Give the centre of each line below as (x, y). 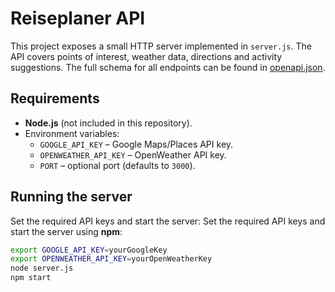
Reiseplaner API (78, 18)
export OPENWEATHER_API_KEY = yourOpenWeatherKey (111, 259)
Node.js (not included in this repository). (108, 123)
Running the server (71, 197)
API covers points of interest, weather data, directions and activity (146, 56)
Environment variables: (72, 133)
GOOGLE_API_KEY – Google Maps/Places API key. (136, 144)
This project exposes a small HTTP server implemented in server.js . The (161, 46)
